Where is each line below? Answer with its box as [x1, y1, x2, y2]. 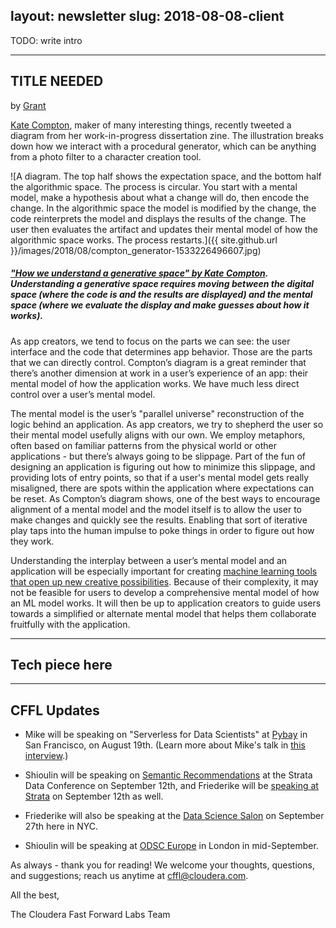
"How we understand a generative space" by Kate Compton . [10, 267, 269, 279]
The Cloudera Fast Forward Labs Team [10, 909, 171, 921]
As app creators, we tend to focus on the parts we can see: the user [10, 335, 291, 347]
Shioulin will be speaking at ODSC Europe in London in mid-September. [24, 840, 319, 852]
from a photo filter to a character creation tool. [10, 150, 202, 163]
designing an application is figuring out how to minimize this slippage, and [10, 460, 316, 473]
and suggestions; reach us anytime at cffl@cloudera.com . [10, 870, 249, 882]
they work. [10, 535, 55, 547]
